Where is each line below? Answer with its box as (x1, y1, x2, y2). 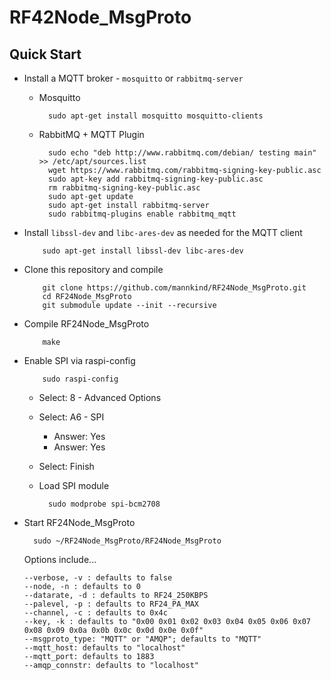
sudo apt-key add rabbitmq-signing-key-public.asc (47, 174, 264, 184)
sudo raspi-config (42, 374, 119, 384)
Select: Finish (38, 461, 95, 472)
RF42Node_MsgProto (9, 6, 192, 29)
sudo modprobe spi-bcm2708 (47, 499, 161, 509)
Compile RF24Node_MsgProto (23, 318, 150, 330)
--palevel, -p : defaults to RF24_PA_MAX (23, 599, 199, 609)
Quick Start (9, 46, 82, 63)
